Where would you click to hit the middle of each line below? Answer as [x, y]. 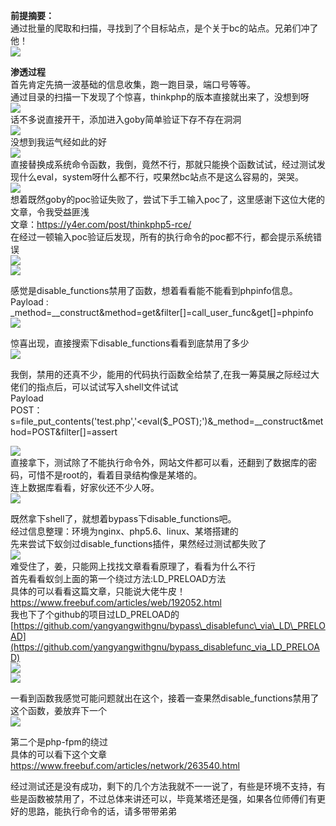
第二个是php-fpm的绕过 [59, 742]
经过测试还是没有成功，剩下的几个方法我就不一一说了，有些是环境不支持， [163, 786]
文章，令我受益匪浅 [50, 212]
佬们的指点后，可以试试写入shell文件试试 [94, 387]
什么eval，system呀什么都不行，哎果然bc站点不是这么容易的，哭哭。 [161, 177]
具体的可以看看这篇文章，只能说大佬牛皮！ [98, 591]
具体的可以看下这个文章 [58, 754]
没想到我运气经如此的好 [58, 142]
